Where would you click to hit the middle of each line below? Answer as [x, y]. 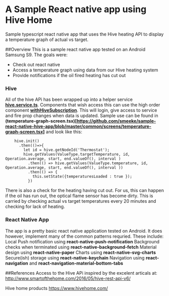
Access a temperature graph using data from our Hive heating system [85, 70]
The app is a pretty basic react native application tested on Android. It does [84, 231]
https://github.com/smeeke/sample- [116, 121]
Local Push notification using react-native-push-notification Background [82, 241]
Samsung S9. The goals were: [36, 55]
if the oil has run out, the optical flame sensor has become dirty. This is [79, 196]
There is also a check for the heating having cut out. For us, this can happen [85, 191]
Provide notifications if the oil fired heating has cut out [69, 75]
